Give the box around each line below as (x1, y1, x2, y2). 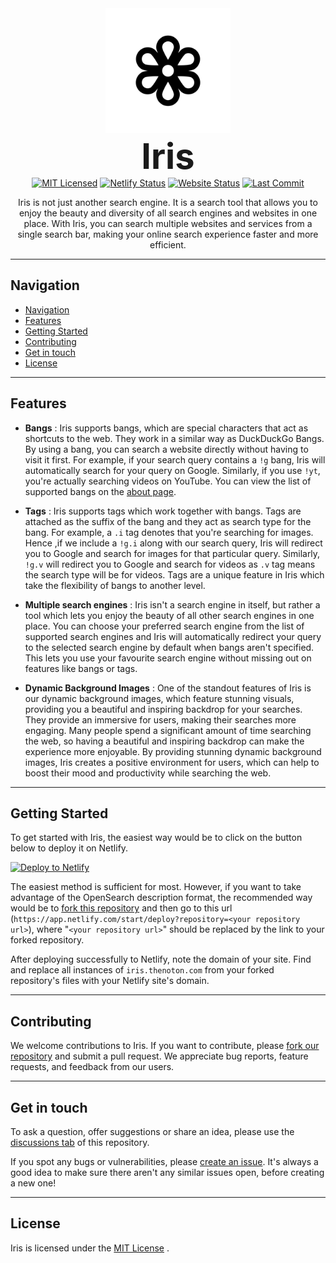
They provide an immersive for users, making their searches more (24, 713, 297, 726)
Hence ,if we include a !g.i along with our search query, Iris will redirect (24, 537, 323, 549)
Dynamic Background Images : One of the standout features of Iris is (24, 682, 312, 694)
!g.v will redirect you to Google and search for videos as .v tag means (24, 558, 316, 570)
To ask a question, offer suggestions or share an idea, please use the (10, 1126, 295, 1138)
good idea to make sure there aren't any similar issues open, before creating (10, 1167, 325, 1179)
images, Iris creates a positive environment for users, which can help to (24, 756, 320, 768)
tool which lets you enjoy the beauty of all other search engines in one (24, 609, 315, 621)
